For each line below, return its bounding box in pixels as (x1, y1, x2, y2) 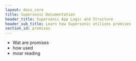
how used (12, 45, 34, 51)
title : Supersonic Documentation (5, 12, 75, 17)
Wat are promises (12, 39, 49, 45)
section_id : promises (5, 26, 51, 31)
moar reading (12, 50, 41, 56)
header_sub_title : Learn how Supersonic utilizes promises (5, 21, 131, 26)
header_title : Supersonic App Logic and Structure (5, 16, 113, 21)
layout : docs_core (5, 7, 44, 12)
